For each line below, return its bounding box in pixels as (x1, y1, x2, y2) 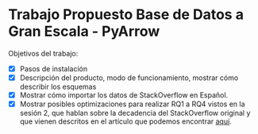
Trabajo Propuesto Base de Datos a (8, 6, 245, 24)
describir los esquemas (19, 82, 97, 92)
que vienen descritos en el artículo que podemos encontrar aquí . (19, 117, 232, 126)
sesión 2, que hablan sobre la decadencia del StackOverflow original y (19, 109, 251, 118)
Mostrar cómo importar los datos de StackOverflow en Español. (19, 90, 229, 100)
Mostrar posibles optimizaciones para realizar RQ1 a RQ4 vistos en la (19, 99, 245, 109)
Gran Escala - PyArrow (8, 22, 160, 40)
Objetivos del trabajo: (8, 48, 79, 58)
